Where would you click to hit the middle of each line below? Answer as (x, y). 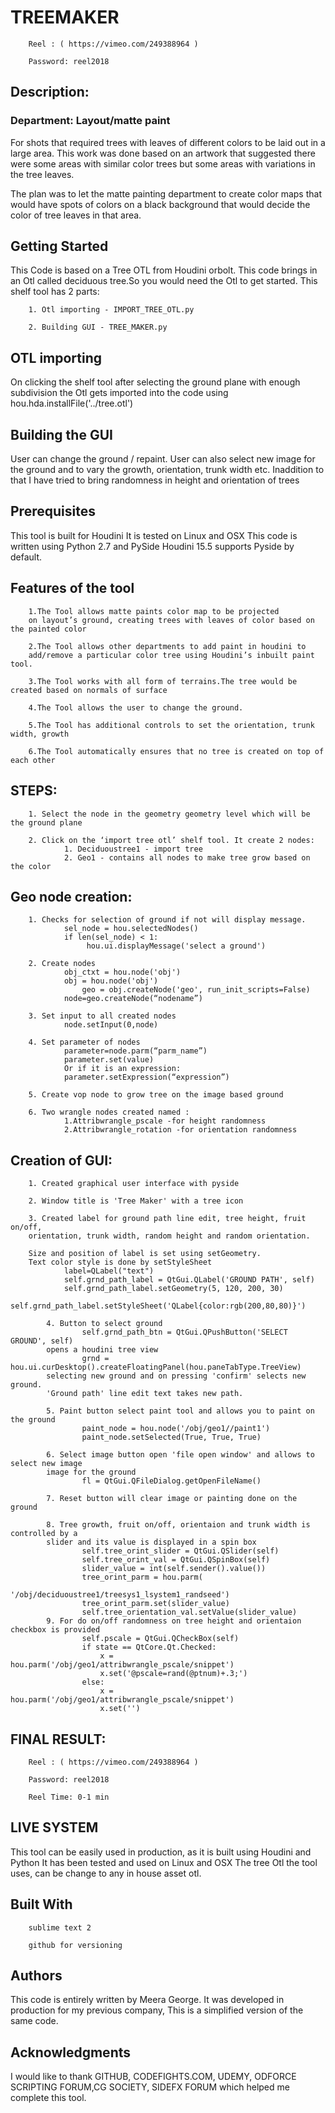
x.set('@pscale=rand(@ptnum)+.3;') (173, 1674)
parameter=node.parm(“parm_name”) (135, 1051)
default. (26, 557)
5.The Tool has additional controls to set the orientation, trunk (171, 725)
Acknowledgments (71, 2052)
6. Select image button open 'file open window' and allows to (180, 1455)
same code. (34, 2021)
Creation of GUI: (61, 1160)
